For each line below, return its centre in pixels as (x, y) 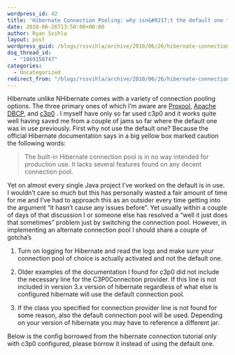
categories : (24, 66)
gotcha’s (20, 237)
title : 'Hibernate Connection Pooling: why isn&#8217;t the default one (115, 20)
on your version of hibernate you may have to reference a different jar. (119, 323)
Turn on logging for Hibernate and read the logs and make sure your (116, 251)
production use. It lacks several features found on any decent (113, 165)
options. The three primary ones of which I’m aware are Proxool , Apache (112, 106)
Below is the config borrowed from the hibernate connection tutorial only (112, 336)
